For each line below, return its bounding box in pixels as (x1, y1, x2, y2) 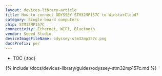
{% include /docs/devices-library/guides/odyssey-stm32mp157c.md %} (5, 65, 157, 71)
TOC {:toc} (12, 55, 36, 61)
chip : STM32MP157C (5, 22, 45, 27)
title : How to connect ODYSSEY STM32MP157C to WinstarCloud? (5, 12, 139, 17)
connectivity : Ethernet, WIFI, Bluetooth (5, 27, 95, 32)
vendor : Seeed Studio (5, 31, 52, 36)
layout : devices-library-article (5, 7, 77, 13)
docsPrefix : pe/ (5, 41, 40, 46)
